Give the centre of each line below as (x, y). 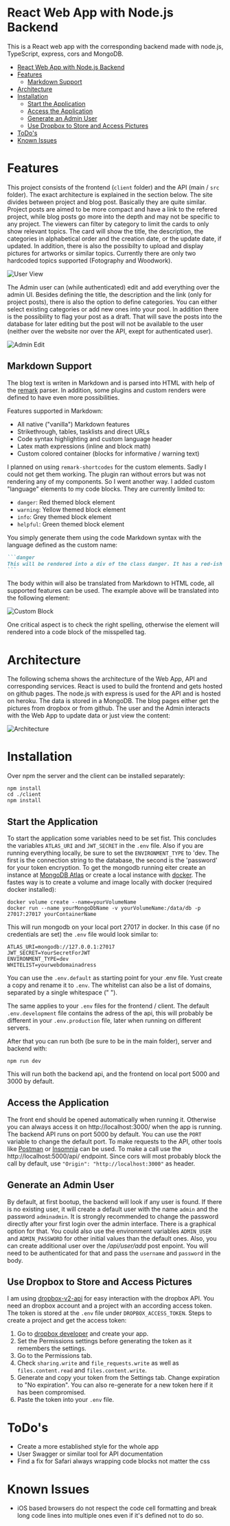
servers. (19, 1028)
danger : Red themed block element (66, 502)
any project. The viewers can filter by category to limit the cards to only (108, 224)
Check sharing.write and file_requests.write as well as (98, 1363)
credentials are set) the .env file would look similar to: (83, 934)
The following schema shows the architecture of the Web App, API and (107, 679)
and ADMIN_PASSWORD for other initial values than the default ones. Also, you (112, 1238)
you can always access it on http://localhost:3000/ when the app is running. (115, 1127)
